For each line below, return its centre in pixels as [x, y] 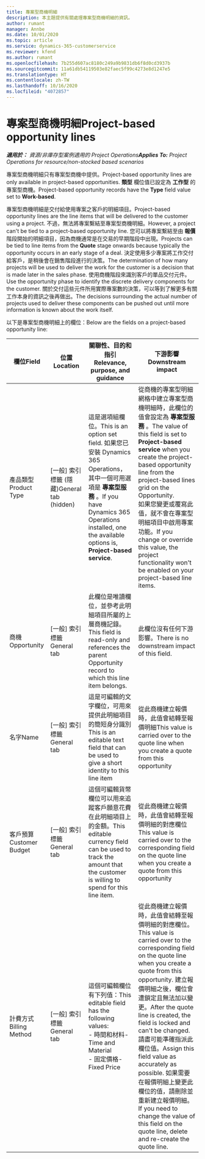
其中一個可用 [106, 478]
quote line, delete [163, 1131]
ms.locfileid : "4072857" [38, 92]
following [101, 1018]
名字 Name [24, 737]
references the [109, 647]
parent [98, 655]
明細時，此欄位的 [169, 407]
